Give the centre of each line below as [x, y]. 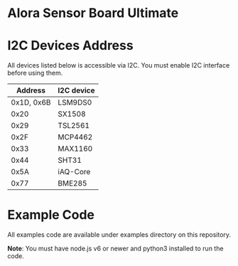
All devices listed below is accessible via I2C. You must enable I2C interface [119, 65]
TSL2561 [74, 126]
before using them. [35, 73]
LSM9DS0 [75, 102]
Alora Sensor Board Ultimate [93, 13]
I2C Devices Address [70, 46]
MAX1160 [75, 149]
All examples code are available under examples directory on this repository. [119, 235]
